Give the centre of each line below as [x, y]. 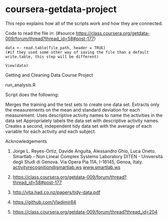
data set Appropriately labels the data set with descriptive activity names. [82, 121]
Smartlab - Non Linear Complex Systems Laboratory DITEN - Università [88, 156]
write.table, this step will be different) [52, 57]
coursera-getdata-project [61, 9]
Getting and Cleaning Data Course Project [49, 75]
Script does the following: [32, 94]
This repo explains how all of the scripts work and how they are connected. [84, 23]
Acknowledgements [26, 141]
